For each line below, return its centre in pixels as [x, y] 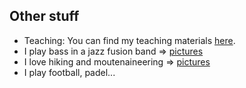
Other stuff [44, 16]
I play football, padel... [69, 72]
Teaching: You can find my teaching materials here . [129, 40]
